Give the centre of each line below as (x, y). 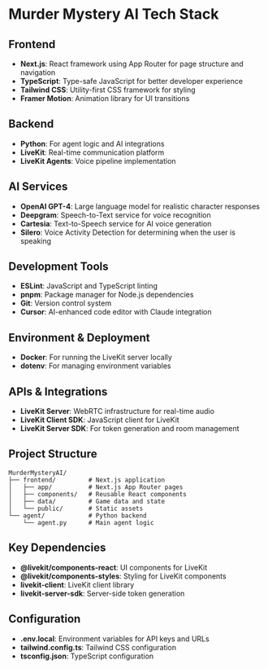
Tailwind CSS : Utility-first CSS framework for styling (108, 90)
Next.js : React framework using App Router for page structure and (132, 64)
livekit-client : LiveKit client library (77, 584)
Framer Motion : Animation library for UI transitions (105, 98)
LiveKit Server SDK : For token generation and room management (130, 429)
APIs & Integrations (58, 392)
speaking (35, 240)
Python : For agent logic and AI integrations (92, 143)
